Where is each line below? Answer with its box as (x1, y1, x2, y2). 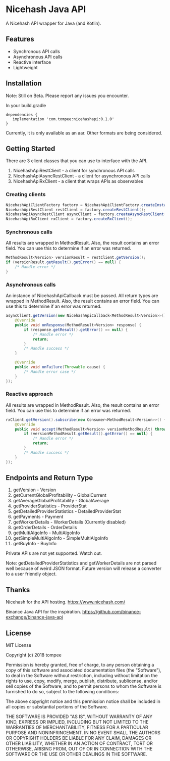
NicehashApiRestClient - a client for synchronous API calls (13, 168, 135, 174)
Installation (6, 79, 42, 88)
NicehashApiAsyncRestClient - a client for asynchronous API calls (13, 173, 150, 179)
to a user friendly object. (6, 571, 57, 577)
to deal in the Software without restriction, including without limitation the (6, 673, 158, 678)
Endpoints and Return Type (6, 473, 93, 482)
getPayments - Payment (13, 514, 64, 520)
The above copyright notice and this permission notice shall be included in (6, 698, 160, 704)
